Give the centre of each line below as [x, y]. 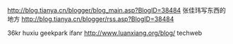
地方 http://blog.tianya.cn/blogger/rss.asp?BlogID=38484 [91, 19]
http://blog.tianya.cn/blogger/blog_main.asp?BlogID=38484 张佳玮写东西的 [116, 10]
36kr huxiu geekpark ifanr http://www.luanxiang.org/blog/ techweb [105, 33]
